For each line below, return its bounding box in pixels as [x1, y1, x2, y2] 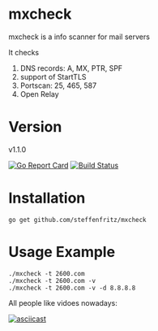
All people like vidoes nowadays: [8, 298, 117, 307]
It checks [8, 47, 39, 57]
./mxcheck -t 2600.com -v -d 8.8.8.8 [8, 284, 136, 292]
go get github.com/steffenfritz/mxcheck [8, 216, 147, 224]
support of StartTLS [19, 72, 87, 81]
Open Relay [19, 89, 59, 98]
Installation [8, 189, 86, 207]
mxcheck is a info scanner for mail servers [8, 32, 150, 41]
